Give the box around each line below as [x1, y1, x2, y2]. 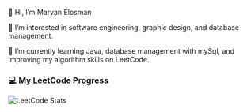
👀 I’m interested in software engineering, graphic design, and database [8, 23, 240, 32]
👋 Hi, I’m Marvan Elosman [8, 8, 93, 17]
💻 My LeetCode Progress [8, 75, 109, 86]
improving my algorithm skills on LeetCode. [8, 55, 150, 64]
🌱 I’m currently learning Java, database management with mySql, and [8, 47, 235, 55]
